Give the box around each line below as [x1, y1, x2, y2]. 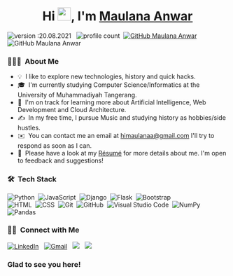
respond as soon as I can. [17, 142, 92, 150]
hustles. [17, 123, 41, 132]
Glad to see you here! [7, 259, 81, 269]
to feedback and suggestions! [17, 156, 104, 165]
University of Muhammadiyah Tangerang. [17, 91, 138, 99]
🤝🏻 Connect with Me [7, 225, 80, 235]
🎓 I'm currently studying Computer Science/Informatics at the [17, 81, 200, 89]
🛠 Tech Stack [7, 174, 57, 184]
